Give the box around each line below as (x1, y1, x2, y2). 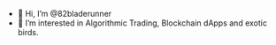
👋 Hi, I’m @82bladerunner (17, 9, 112, 19)
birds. (17, 27, 39, 37)
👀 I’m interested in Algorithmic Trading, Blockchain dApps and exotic (17, 18, 268, 28)
